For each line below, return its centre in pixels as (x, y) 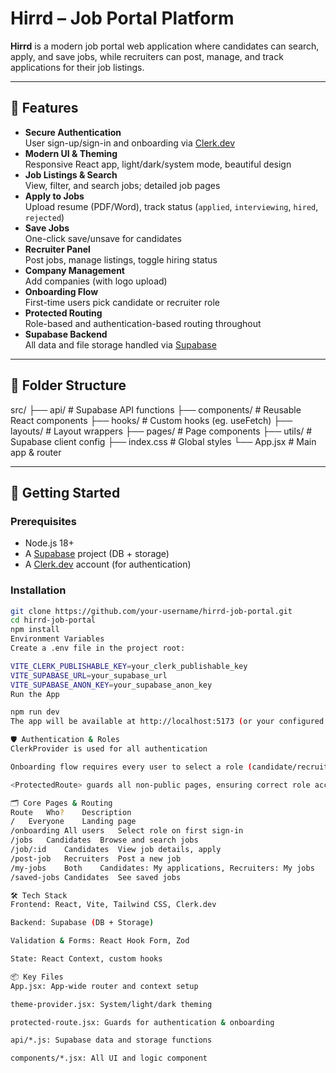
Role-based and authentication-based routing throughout (143, 323)
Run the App (35, 694)
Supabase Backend (66, 334)
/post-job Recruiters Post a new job (96, 858)
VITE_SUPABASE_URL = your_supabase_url (89, 675)
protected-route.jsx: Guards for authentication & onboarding (142, 1022)
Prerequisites (43, 521)
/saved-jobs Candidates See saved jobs (96, 877)
